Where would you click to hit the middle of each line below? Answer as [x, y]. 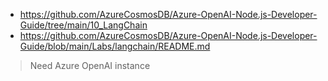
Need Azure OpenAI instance [90, 65]
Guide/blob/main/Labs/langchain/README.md [115, 46]
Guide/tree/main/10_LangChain [83, 25]
